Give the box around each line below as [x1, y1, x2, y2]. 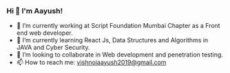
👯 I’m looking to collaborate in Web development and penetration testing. [16, 50, 223, 59]
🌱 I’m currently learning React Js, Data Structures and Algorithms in [16, 36, 209, 44]
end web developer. [16, 29, 73, 37]
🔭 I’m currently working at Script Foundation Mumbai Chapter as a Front [16, 22, 221, 30]
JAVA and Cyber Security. [16, 44, 90, 52]
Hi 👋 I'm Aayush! [6, 6, 63, 16]
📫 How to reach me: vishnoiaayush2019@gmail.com [16, 58, 167, 67]
